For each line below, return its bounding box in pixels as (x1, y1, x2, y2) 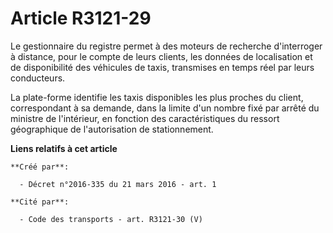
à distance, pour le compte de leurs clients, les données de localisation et (10, 50, 313, 62)
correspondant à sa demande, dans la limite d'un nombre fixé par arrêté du (10, 102, 320, 114)
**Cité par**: (10, 197, 70, 207)
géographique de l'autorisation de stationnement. (10, 123, 214, 135)
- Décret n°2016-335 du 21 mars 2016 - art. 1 (19, 179, 217, 189)
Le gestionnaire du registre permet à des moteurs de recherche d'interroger (10, 40, 323, 52)
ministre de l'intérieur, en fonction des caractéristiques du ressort (10, 112, 280, 124)
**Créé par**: (10, 162, 70, 172)
